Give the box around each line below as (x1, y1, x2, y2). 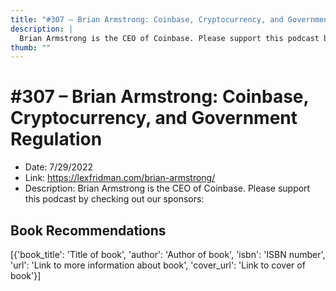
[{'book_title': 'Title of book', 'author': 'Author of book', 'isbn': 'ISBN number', (10, 249, 326, 260)
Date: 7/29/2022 (24, 161, 94, 173)
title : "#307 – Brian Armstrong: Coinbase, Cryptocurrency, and (10, 14, 284, 25)
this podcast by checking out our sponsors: (24, 193, 205, 205)
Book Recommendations (10, 222, 167, 239)
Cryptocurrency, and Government (10, 107, 298, 130)
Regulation (10, 128, 103, 151)
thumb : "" (10, 42, 52, 53)
